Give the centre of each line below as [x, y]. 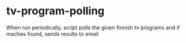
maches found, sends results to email [52, 33]
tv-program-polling [55, 11]
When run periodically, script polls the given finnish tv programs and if [93, 27]
